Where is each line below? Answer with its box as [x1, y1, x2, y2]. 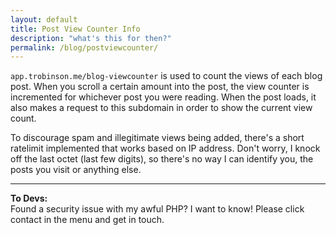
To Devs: [10, 192, 48, 205]
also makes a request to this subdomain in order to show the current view [10, 102, 313, 114]
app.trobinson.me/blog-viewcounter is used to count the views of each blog [10, 70, 323, 82]
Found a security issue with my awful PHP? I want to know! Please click [10, 203, 305, 215]
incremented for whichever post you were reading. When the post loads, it [10, 91, 317, 103]
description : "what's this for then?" [10, 33, 172, 43]
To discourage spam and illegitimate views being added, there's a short [10, 132, 305, 144]
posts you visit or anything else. [10, 164, 142, 176]
